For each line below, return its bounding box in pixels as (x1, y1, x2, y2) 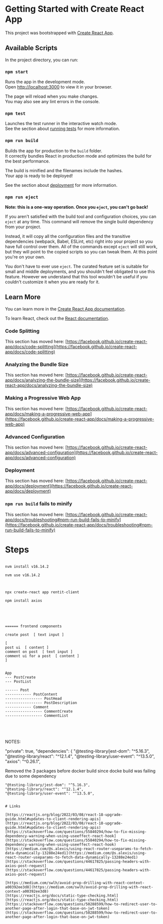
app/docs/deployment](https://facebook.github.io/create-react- (5, 483, 133, 489)
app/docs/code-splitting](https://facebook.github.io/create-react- (5, 344, 137, 350)
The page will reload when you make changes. (5, 93, 99, 99)
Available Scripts (5, 44, 57, 52)
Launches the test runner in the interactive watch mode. (5, 121, 118, 127)
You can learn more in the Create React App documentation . (5, 306, 126, 312)
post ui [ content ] (5, 645, 49, 650)
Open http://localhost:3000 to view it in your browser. (5, 84, 113, 90)
